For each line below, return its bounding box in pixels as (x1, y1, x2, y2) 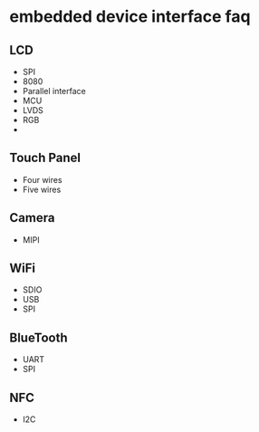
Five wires (22, 184, 62, 195)
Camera (9, 210, 55, 226)
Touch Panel (9, 150, 82, 166)
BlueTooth (9, 330, 68, 345)
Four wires (22, 174, 62, 185)
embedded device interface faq (9, 6, 251, 27)
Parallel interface (22, 86, 86, 96)
